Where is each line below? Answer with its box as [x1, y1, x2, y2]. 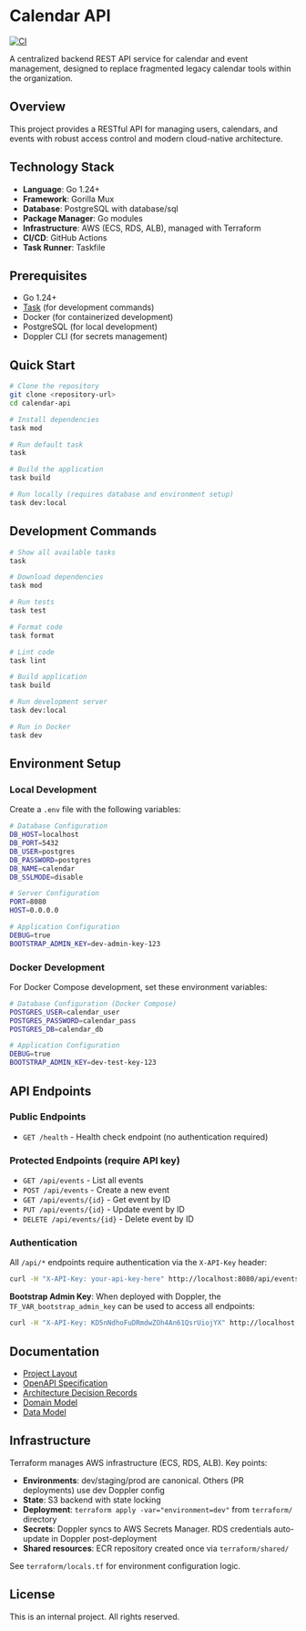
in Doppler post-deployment [51, 1533, 158, 1543]
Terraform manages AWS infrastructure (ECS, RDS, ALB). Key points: [9, 1457, 268, 1468]
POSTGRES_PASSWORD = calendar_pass [9, 1016, 137, 1026]
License [9, 1587, 56, 1603]
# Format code [9, 622, 64, 632]
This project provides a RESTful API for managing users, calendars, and [9, 123, 278, 134]
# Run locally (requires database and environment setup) [9, 490, 234, 500]
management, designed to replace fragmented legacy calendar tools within [9, 63, 291, 74]
